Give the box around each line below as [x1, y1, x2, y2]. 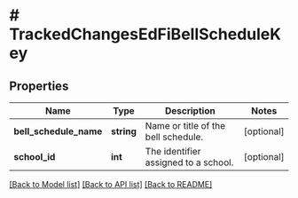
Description [164, 105, 216, 116]
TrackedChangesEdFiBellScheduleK [9, 24, 282, 44]
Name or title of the [145, 120, 226, 131]
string [110, 125, 137, 138]
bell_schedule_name [13, 125, 103, 138]
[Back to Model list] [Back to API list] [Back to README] [9, 179, 213, 189]
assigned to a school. [145, 156, 234, 169]
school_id [13, 151, 56, 162]
